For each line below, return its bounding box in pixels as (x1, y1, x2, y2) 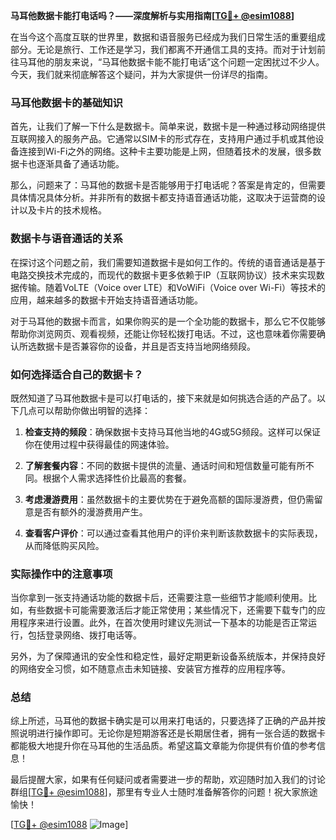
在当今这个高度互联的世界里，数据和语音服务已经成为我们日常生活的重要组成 (10, 31, 326, 43)
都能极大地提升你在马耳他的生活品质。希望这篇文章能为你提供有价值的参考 (10, 740, 317, 752)
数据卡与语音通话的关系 (10, 232, 123, 246)
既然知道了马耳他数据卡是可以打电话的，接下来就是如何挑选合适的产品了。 (10, 392, 317, 404)
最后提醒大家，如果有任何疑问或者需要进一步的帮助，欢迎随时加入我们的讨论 (10, 774, 326, 786)
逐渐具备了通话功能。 (36, 158, 125, 170)
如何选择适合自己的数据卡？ (10, 367, 144, 381)
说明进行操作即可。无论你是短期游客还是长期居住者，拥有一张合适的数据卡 (18, 727, 326, 739)
